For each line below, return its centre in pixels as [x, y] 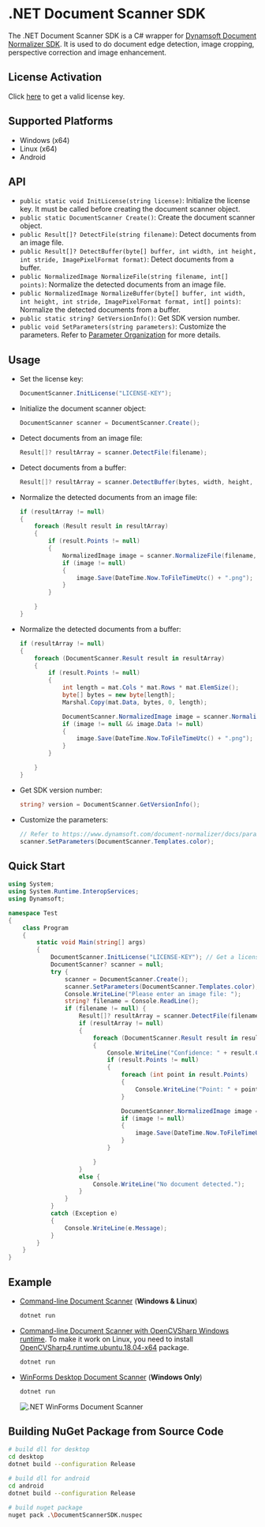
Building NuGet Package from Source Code [116, 1431]
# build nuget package [45, 1507]
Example [30, 1282]
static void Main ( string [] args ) [91, 942]
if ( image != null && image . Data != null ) [133, 724]
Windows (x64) [45, 140]
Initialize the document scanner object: [83, 408]
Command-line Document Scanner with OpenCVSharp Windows [124, 1330]
